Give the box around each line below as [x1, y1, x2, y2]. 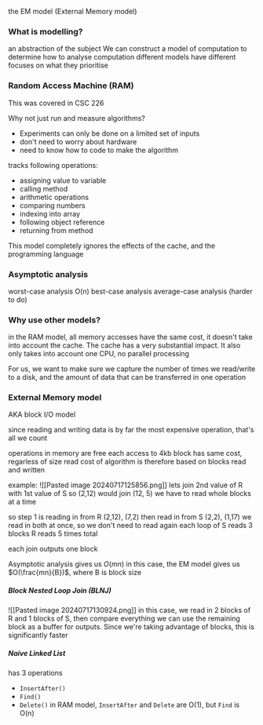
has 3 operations [8, 669, 63, 678]
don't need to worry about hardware [19, 137, 137, 146]
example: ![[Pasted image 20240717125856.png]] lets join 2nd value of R [8, 480, 243, 490]
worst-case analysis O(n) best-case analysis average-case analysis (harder [8, 286, 253, 296]
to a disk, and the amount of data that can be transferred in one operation [8, 373, 247, 382]
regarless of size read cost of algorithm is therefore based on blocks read [8, 457, 247, 466]
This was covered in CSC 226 [8, 98, 104, 107]
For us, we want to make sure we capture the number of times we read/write [8, 364, 256, 373]
